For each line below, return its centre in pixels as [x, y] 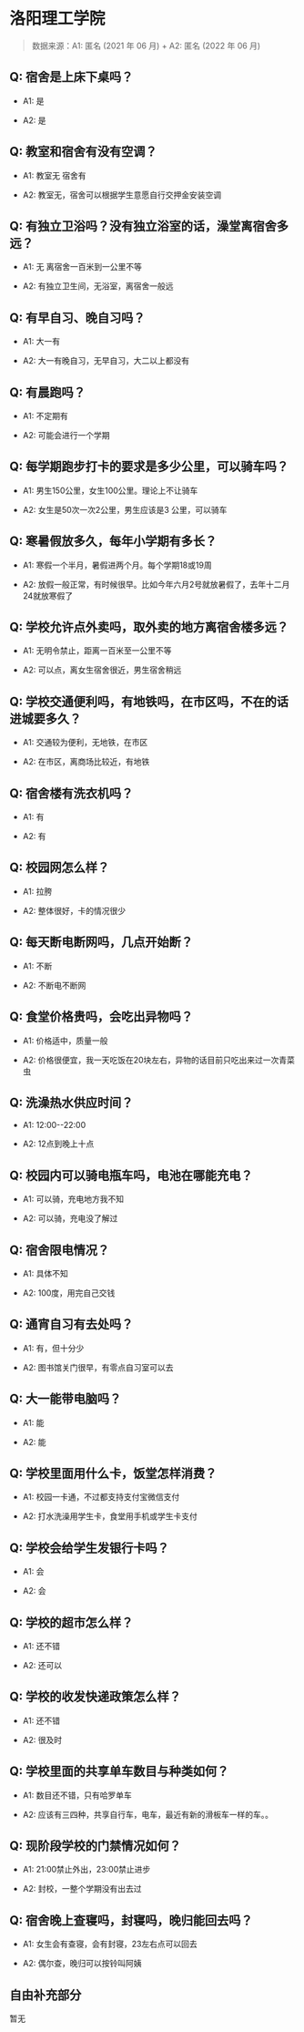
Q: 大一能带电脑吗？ [66, 1399]
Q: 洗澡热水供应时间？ [71, 1102]
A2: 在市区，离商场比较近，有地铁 [86, 762]
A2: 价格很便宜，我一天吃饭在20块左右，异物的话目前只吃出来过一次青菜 [159, 1060]
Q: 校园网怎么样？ [60, 868]
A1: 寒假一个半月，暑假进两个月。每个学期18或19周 [117, 565]
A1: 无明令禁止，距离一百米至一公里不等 [97, 651]
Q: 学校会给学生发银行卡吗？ [90, 1548]
